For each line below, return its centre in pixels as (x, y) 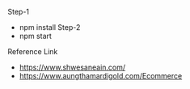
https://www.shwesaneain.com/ (72, 67)
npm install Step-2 (50, 27)
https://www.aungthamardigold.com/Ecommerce (101, 76)
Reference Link (33, 51)
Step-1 (19, 12)
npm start (35, 36)
